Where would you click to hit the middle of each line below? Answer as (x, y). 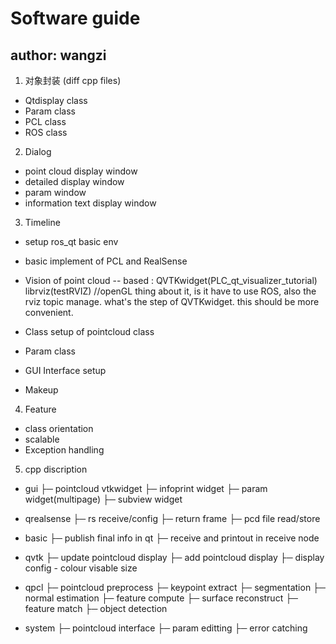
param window (55, 192)
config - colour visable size (81, 568)
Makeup (41, 390)
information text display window (90, 203)
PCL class (45, 121)
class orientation (59, 428)
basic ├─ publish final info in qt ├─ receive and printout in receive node (172, 538)
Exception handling (64, 450)
